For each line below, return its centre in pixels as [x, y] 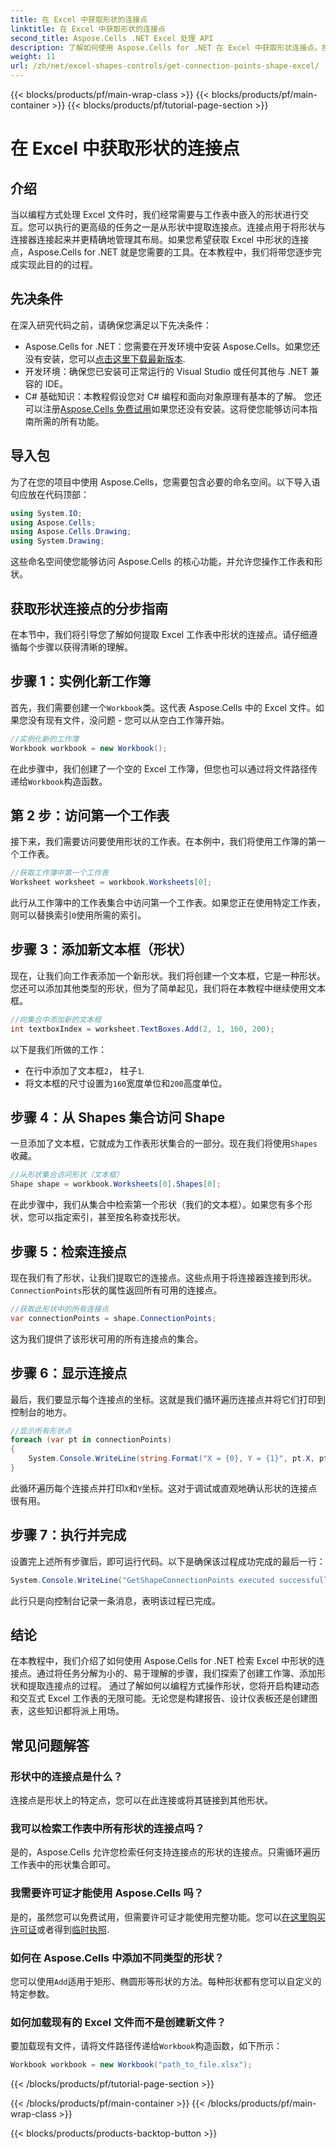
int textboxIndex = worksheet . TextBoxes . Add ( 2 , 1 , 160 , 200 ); [142, 1029]
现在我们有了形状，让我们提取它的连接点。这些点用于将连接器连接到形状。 [163, 1277]
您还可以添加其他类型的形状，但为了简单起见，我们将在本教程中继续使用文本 [168, 988]
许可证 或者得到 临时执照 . [60, 1929]
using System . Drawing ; [57, 541]
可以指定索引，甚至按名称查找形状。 [111, 1217]
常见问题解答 [50, 1745]
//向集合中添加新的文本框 [56, 1019]
